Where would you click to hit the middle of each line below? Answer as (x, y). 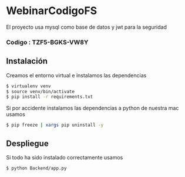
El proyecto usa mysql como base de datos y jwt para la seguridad (87, 27)
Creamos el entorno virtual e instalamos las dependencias (76, 75)
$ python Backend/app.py (36, 168)
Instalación (27, 61)
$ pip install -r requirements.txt (50, 97)
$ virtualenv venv (28, 86)
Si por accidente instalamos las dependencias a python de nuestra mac (92, 108)
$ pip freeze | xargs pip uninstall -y (55, 125)
